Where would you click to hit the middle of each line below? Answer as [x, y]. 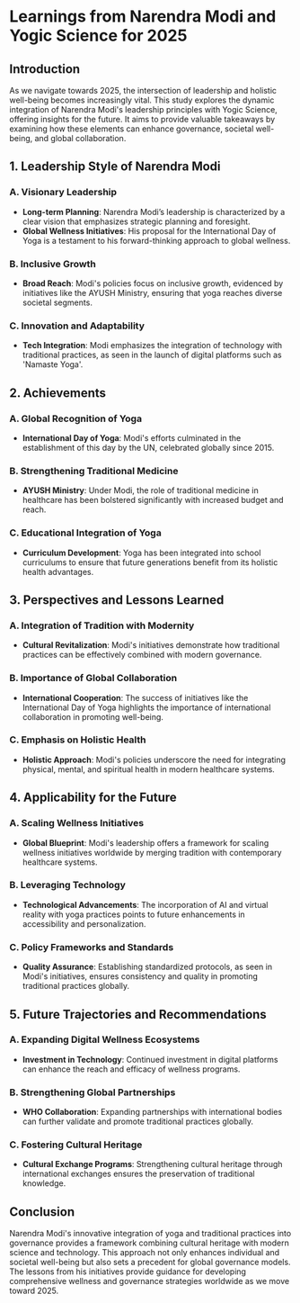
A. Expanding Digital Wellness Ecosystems [105, 1039]
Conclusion [42, 1212]
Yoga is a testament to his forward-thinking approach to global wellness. [156, 240]
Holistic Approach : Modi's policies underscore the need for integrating [154, 759]
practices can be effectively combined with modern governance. [142, 655]
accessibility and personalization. [84, 923]
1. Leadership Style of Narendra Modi [115, 167]
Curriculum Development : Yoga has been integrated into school [141, 553]
